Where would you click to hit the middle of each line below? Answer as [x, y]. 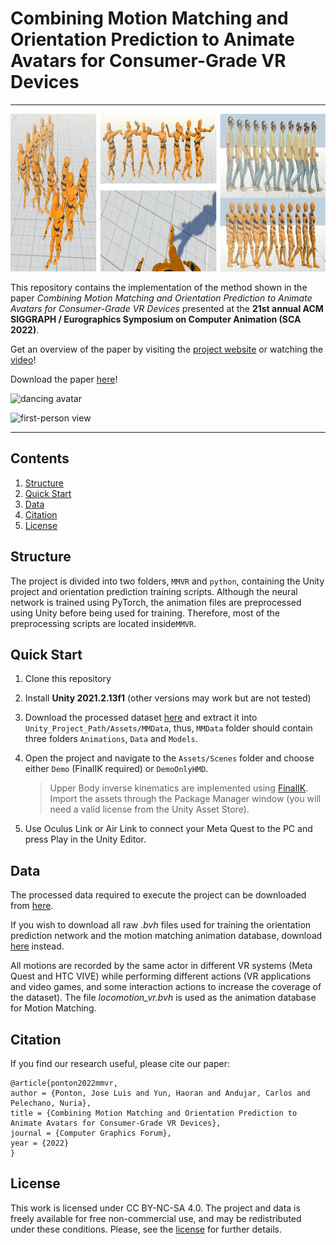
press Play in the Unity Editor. [85, 839]
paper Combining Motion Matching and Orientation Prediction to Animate [161, 298]
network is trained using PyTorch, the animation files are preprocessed [156, 602]
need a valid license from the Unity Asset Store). [149, 809]
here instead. [37, 946]
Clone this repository [68, 679]
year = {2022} [40, 1143]
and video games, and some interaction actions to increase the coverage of [166, 987]
